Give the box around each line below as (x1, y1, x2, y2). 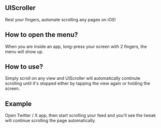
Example (5, 100, 32, 108)
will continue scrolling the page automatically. (5, 118, 96, 124)
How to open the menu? (5, 31, 78, 39)
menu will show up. (5, 48, 44, 55)
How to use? (5, 63, 44, 71)
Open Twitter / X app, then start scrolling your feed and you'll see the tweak (5, 113, 156, 118)
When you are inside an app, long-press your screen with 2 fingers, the (5, 43, 147, 49)
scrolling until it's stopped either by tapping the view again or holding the (5, 81, 150, 86)
